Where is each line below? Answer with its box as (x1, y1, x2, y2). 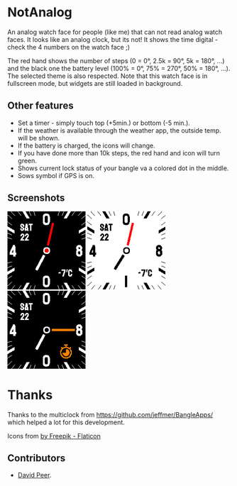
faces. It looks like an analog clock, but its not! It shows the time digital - (7, 35, 219, 43)
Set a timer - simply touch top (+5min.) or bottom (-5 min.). (17, 118, 190, 127)
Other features (7, 100, 74, 112)
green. (17, 156, 38, 165)
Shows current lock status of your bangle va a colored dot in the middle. (17, 164, 229, 172)
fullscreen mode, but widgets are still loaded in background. (7, 79, 183, 87)
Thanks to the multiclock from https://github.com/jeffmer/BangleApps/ (7, 410, 214, 419)
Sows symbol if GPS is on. (17, 171, 94, 180)
